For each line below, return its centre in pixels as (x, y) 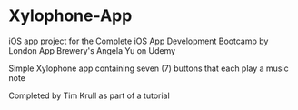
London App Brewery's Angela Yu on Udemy (92, 50)
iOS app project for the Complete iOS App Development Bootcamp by (139, 41)
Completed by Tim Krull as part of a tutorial (89, 95)
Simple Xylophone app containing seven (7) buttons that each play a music (149, 68)
